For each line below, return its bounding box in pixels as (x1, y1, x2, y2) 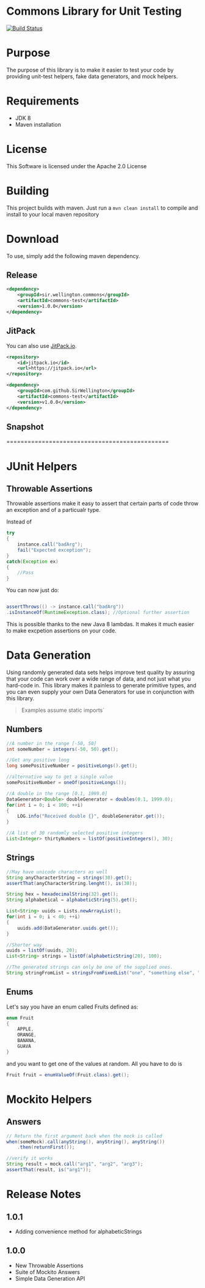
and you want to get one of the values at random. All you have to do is (6, 1060, 182, 1067)
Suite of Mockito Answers (15, 1268, 81, 1276)
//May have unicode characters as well (6, 868, 108, 875)
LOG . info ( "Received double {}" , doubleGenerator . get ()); (17, 813, 165, 820)
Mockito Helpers (6, 1092, 92, 1106)
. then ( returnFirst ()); (17, 1144, 75, 1150)
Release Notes (6, 1188, 81, 1201)
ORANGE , (17, 1032, 37, 1038)
